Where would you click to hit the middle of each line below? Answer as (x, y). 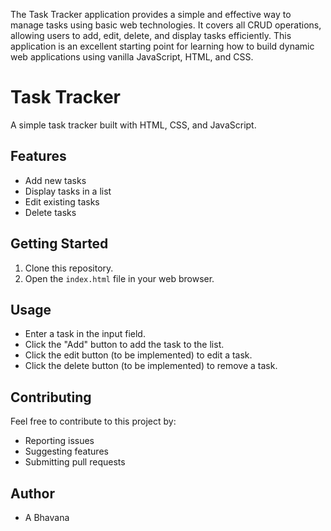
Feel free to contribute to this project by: (93, 421)
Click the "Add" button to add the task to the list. (124, 345)
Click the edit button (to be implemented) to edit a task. (138, 355)
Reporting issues (59, 441)
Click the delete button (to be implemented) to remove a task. (151, 366)
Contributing (51, 397)
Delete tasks (50, 212)
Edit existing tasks (62, 201)
